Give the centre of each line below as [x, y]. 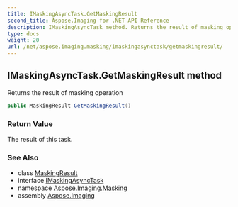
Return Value [30, 123]
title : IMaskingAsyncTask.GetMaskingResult [73, 14]
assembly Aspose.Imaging [56, 196]
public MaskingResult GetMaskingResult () [69, 106]
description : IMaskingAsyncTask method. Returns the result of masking [115, 27]
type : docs [23, 34]
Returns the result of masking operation [65, 92]
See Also [23, 157]
